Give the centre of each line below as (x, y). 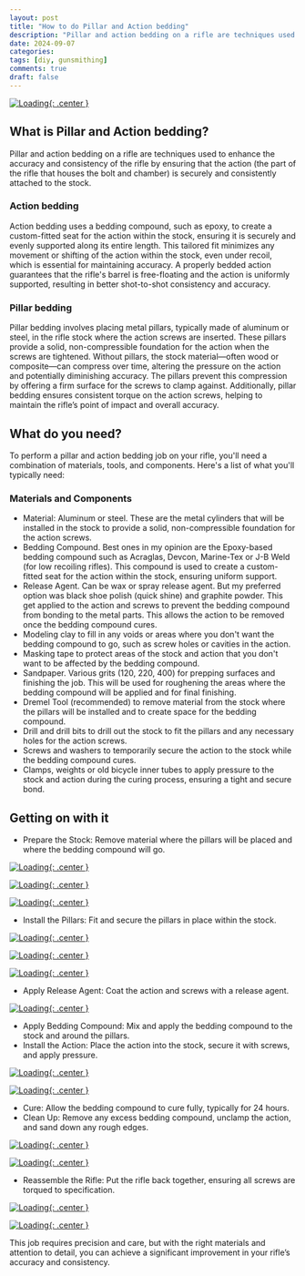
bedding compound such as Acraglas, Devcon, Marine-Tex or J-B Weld (156, 557)
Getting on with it (59, 817)
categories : (32, 52)
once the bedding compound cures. (90, 625)
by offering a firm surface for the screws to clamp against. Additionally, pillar (153, 386)
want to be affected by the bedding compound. (111, 664)
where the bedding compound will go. (94, 850)
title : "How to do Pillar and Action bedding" (99, 26)
